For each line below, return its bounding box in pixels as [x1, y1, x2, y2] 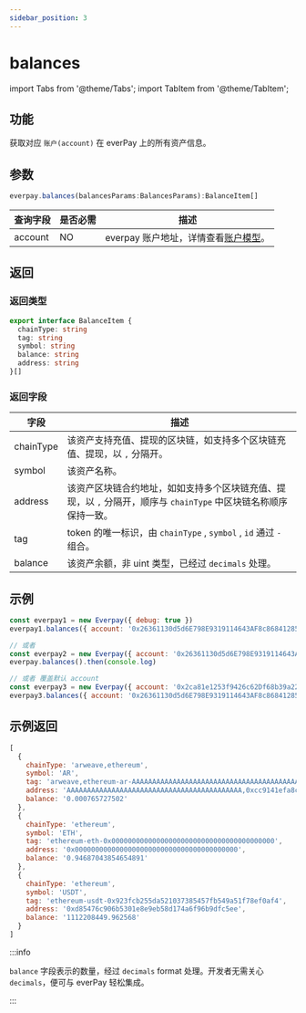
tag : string [17, 333, 64, 342]
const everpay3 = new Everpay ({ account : [9, 683, 169, 692]
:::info [9, 946, 31, 957]
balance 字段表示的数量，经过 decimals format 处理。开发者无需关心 [9, 965, 264, 976]
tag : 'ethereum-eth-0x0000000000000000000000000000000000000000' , [25, 837, 283, 846]
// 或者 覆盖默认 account [9, 674, 100, 684]
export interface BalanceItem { [9, 316, 132, 325]
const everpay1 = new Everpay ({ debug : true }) [9, 615, 194, 625]
